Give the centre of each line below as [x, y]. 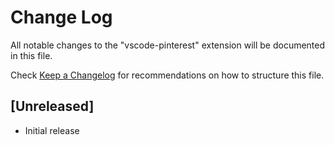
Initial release [52, 130]
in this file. [31, 55]
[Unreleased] [52, 106]
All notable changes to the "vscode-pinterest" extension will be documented [168, 45]
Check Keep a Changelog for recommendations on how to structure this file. [167, 75]
